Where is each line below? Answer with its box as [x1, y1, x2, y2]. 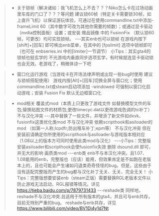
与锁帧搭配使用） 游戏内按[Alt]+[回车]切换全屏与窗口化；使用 [16, 77, 143, 83]
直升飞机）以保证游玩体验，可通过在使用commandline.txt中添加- [21, 17, 154, 23]
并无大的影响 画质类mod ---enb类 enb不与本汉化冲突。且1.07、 [16, 150, 147, 156]
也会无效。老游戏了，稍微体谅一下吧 [16, 61, 92, 67]
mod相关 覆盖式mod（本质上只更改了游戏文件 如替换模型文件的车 [16, 100, 152, 106]
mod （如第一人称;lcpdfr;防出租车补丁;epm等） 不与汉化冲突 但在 [16, 125, 152, 131]
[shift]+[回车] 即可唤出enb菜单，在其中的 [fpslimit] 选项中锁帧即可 [16, 42, 153, 48]
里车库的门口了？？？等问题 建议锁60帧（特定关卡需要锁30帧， [16, 11, 148, 17]
